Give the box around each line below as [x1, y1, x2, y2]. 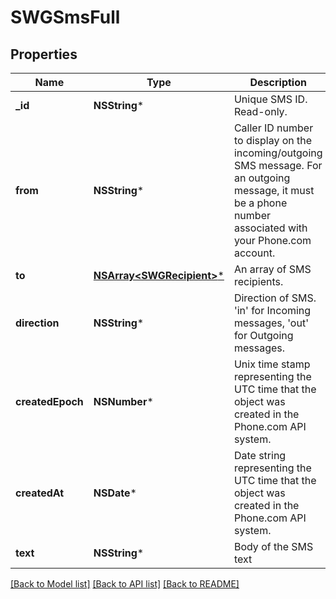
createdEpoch [15, 395, 84, 408]
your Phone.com [233, 234, 312, 247]
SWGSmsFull [10, 6, 121, 29]
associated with [233, 221, 308, 235]
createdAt [15, 486, 65, 500]
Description [249, 76, 307, 89]
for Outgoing [233, 329, 294, 342]
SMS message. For [233, 159, 323, 172]
